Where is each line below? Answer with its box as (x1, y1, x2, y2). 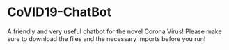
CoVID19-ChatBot (7, 4, 112, 20)
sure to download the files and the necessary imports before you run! (7, 34, 206, 42)
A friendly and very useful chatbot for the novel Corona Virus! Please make (7, 27, 222, 35)
